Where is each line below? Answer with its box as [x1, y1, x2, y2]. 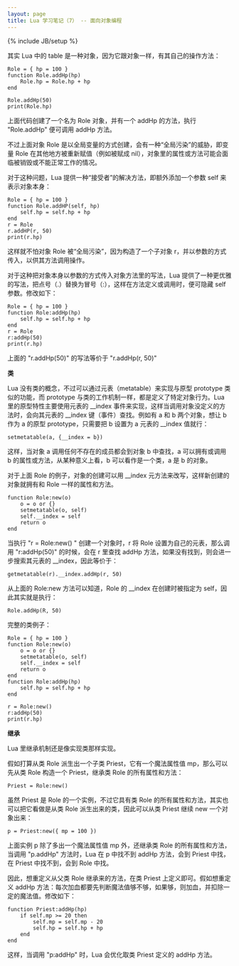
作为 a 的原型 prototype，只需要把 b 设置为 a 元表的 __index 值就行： [7, 419, 209, 428]
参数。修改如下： [7, 289, 58, 297]
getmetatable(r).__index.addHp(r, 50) [7, 570, 122, 578]
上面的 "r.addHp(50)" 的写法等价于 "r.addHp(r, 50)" [7, 354, 157, 362]
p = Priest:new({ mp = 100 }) [7, 827, 97, 834]
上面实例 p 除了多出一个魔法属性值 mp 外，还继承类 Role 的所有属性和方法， [7, 841, 231, 849]
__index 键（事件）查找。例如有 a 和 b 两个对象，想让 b [65, 410, 228, 419]
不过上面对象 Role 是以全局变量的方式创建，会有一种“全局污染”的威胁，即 [7, 140, 223, 149]
